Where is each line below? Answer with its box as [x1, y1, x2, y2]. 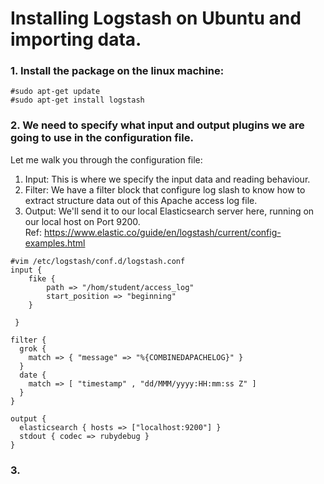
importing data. [10, 28, 142, 51]
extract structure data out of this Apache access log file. [24, 194, 258, 206]
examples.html [24, 237, 86, 249]
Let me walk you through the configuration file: [10, 153, 203, 166]
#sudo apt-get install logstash [10, 95, 145, 106]
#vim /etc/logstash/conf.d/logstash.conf [10, 256, 186, 266]
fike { [28, 273, 56, 284]
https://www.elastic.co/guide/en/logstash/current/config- [43, 226, 282, 238]
